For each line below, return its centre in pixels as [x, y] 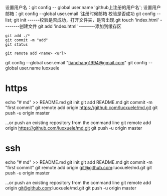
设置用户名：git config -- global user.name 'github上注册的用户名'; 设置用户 [83, 7]
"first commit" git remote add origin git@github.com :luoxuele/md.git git [78, 167]
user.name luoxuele [39, 68]
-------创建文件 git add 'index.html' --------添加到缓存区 [63, 26]
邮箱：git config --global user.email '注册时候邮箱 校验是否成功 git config [80, 14]
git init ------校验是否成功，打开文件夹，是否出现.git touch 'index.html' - [88, 20]
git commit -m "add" [27, 40]
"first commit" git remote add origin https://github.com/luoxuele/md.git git [81, 108]
